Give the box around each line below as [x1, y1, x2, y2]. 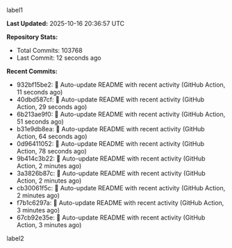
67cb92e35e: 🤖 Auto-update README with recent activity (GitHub [16, 213, 206, 222]
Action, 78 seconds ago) [16, 147, 88, 155]
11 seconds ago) [16, 88, 63, 96]
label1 [6, 6, 24, 14]
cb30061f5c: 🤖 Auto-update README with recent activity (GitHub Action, [16, 184, 226, 192]
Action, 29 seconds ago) [16, 103, 88, 110]
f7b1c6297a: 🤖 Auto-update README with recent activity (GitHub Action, [16, 199, 224, 207]
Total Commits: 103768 [16, 47, 83, 54]
